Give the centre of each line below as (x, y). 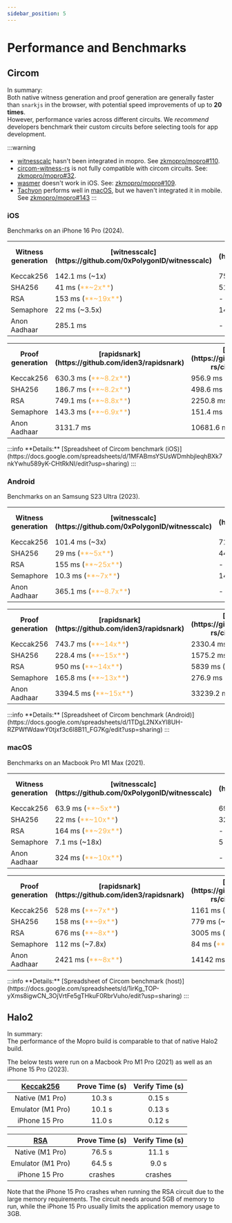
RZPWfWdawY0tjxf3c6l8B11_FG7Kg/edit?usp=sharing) (85, 730)
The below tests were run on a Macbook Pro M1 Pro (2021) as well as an (110, 1062)
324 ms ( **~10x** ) (89, 857)
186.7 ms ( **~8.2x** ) (93, 389)
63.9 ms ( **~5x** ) (87, 808)
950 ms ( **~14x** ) (89, 667)
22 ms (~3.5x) (78, 310)
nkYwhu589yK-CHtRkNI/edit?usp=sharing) (68, 463)
